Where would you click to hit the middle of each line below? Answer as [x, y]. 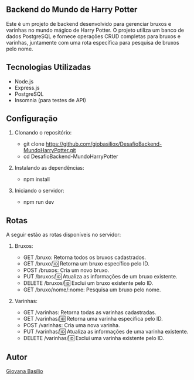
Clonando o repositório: [43, 133]
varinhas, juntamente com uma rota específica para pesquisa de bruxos [93, 42]
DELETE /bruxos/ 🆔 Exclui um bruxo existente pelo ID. [88, 283]
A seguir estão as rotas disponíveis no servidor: [64, 235]
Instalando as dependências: [49, 168]
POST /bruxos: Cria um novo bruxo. [66, 270]
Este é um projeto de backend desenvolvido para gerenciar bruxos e [89, 23]
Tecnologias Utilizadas [49, 67]
